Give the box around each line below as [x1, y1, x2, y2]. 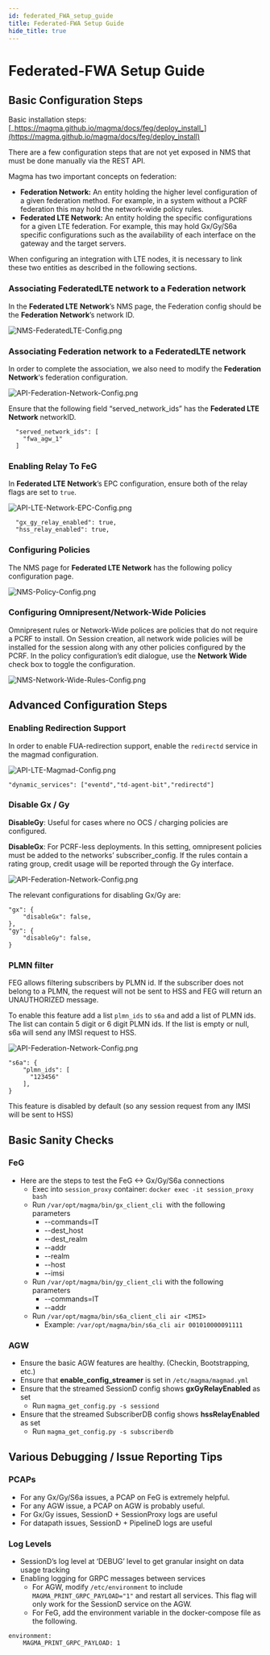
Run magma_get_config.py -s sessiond [31, 1401, 160, 1411]
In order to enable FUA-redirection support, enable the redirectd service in [8, 740, 258, 750]
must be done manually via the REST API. [8, 156, 146, 166]
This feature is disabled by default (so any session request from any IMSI [8, 1101, 251, 1111]
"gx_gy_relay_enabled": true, [15, 519, 117, 527]
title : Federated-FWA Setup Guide [8, 19, 125, 27]
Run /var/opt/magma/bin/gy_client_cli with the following [31, 1276, 224, 1286]
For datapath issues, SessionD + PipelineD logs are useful [19, 1518, 213, 1528]
